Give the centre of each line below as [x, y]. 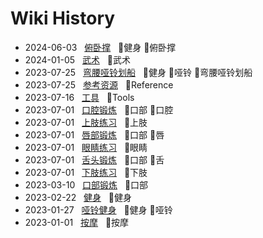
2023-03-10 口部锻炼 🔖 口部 [86, 184]
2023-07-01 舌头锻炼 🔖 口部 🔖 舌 [94, 159]
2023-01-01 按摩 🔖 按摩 [77, 222]
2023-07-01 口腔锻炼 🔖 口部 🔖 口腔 [99, 109]
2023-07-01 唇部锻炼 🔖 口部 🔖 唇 [94, 134]
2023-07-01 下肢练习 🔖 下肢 [86, 172]
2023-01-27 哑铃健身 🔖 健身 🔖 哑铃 [98, 209]
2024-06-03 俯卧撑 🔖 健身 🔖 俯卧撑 [100, 47]
